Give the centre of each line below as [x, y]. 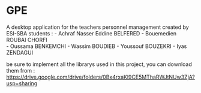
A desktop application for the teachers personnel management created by [97, 27]
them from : [21, 70]
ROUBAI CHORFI [27, 40]
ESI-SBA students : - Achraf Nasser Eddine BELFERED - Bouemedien [91, 33]
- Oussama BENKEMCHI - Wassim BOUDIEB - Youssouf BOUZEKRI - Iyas [97, 46]
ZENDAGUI [20, 52]
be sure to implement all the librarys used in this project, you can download [99, 64]
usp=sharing [22, 83]
